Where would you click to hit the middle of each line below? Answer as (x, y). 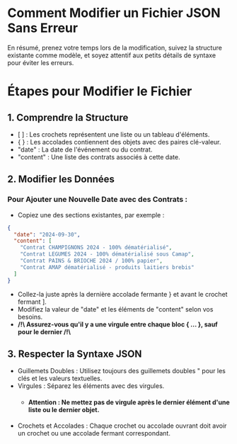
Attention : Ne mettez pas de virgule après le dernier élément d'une (129, 402)
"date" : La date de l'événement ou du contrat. (85, 149)
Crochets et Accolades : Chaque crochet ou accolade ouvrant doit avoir (122, 426)
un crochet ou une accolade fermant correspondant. (94, 433)
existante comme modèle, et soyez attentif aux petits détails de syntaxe (112, 55)
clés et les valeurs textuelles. (60, 378)
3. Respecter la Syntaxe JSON (75, 354)
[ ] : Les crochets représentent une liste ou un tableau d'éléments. (114, 134)
